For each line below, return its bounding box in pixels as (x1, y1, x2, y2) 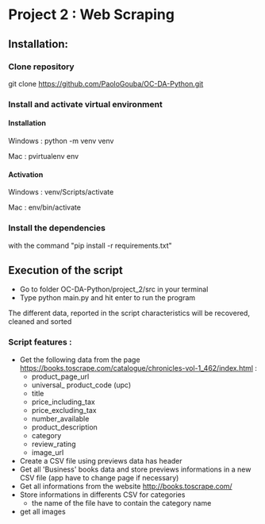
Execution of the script (8, 264, 123, 277)
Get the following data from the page (19, 355, 140, 364)
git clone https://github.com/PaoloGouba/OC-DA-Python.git (8, 79, 204, 88)
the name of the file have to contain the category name (31, 498, 212, 507)
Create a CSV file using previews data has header (19, 456, 182, 465)
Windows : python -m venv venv (8, 137, 114, 145)
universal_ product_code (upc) (31, 380, 132, 390)
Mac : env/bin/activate (8, 202, 82, 212)
